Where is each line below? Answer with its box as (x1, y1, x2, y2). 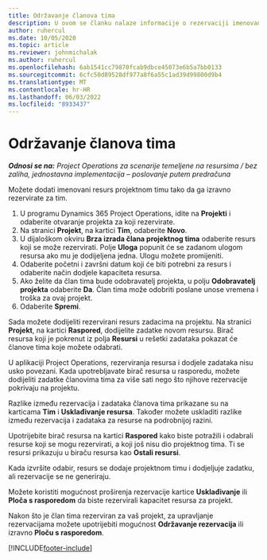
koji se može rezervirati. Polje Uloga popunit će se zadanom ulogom (19, 243, 243, 252)
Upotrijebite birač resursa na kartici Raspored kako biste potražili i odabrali (8, 431, 253, 441)
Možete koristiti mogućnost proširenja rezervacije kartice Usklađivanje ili (8, 487, 248, 497)
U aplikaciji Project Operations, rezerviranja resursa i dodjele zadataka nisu (8, 358, 253, 367)
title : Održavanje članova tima (8, 11, 115, 20)
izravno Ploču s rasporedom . (8, 528, 105, 538)
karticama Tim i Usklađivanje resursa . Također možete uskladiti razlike (8, 407, 242, 417)
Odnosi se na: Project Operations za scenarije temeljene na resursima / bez (8, 161, 257, 171)
